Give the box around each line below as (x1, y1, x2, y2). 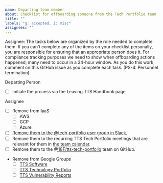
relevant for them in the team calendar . (12, 141, 91, 147)
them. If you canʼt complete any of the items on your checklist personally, (5, 44, 153, 50)
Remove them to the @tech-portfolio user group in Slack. (12, 130, 127, 136)
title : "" (5, 16, 25, 21)
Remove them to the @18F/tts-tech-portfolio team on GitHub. (12, 146, 136, 152)
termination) (5, 70, 30, 76)
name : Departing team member (5, 7, 65, 12)
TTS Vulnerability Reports (19, 172, 72, 178)
